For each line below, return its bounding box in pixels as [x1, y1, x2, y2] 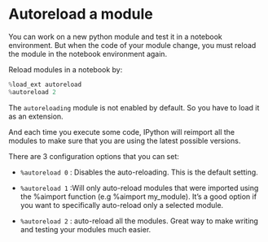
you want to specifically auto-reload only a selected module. [20, 200, 224, 210]
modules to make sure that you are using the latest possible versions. [8, 136, 241, 145]
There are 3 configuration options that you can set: [8, 151, 179, 161]
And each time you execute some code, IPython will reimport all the [8, 127, 235, 136]
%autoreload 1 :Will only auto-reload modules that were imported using [20, 183, 259, 192]
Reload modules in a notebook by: [8, 64, 123, 74]
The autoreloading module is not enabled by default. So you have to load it [8, 102, 260, 112]
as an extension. [8, 111, 64, 121]
